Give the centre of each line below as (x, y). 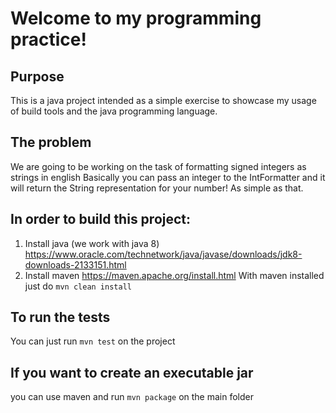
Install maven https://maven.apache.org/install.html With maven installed (174, 275)
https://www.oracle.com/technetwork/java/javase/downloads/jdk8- (163, 254)
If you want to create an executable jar (132, 372)
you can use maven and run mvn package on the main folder (132, 397)
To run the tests (60, 317)
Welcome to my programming (136, 18)
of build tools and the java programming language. (114, 111)
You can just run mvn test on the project (93, 341)
